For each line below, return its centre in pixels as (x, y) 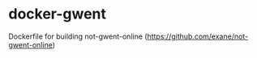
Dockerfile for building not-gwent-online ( (78, 36)
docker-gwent (58, 14)
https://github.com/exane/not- (198, 36)
